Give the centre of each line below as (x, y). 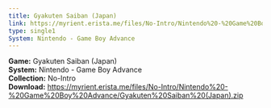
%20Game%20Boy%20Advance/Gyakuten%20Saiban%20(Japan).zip (126, 96)
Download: (27, 87)
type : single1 (32, 31)
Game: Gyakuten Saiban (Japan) (63, 61)
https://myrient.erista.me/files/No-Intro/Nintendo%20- (138, 87)
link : (17, 23)
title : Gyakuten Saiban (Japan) (63, 16)
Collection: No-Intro (42, 78)
